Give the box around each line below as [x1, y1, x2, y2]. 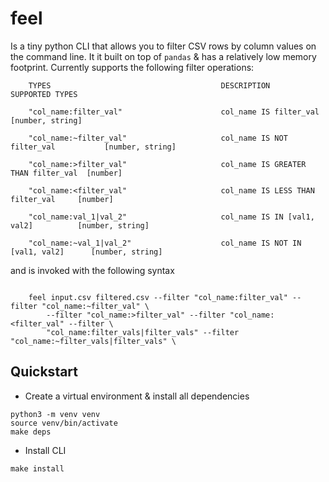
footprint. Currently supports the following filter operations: [10, 61, 255, 73]
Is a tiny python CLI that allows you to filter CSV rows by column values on [10, 40, 317, 52]
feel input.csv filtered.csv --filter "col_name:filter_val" [28, 292, 288, 302]
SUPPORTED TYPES [10, 89, 78, 99]
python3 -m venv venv [10, 409, 101, 419]
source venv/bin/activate [10, 418, 118, 428]
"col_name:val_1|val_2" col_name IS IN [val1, [28, 212, 315, 222]
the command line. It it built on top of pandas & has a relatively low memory [10, 50, 317, 62]
